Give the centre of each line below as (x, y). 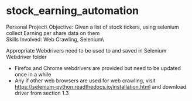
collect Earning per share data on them (53, 33)
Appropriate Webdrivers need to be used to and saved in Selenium (86, 50)
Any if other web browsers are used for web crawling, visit (85, 81)
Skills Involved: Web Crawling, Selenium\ (55, 39)
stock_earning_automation (73, 11)
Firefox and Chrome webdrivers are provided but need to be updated (98, 68)
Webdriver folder (26, 57)
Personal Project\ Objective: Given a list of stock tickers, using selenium (93, 27)
